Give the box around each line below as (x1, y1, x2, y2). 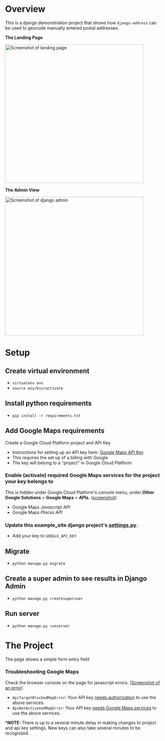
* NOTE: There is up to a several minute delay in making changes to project (5, 719, 157, 725)
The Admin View (5, 187, 40, 193)
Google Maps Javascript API (12, 504, 70, 510)
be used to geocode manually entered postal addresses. (5, 25, 119, 31)
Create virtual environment (5, 367, 90, 375)
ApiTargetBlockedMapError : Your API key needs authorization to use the (12, 694, 156, 700)
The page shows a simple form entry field (5, 656, 90, 662)
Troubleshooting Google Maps (5, 669, 80, 675)
